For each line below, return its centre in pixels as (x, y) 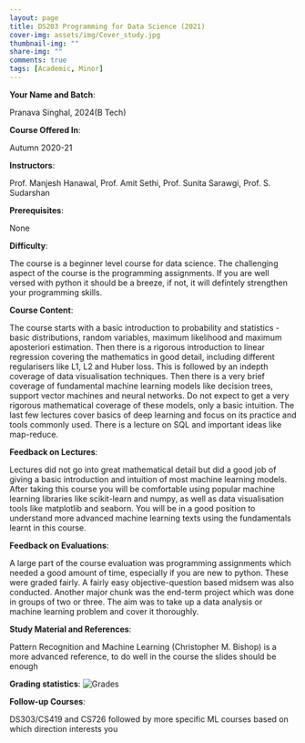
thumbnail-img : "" (44, 43)
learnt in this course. (48, 527)
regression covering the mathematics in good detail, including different (142, 356)
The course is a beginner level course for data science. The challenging (144, 263)
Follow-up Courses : (48, 701)
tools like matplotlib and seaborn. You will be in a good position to (132, 508)
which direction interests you (64, 728)
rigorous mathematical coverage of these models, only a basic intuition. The (152, 405)
